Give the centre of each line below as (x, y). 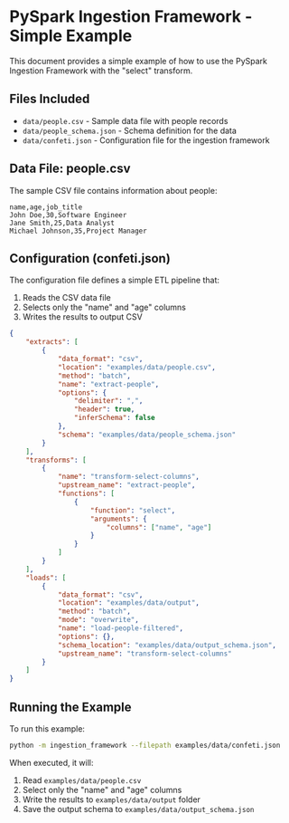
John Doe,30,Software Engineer (68, 215)
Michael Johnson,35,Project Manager (78, 231)
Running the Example (71, 707)
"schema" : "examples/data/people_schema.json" (147, 435)
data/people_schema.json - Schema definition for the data (130, 130)
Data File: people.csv (70, 169)
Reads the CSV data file (66, 298)
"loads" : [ (46, 578)
